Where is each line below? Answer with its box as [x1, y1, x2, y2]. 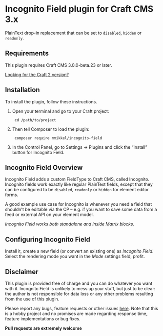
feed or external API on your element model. [5, 212, 94, 217]
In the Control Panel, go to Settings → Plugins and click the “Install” [12, 144, 147, 150]
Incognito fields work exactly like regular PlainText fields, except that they [5, 181, 153, 187]
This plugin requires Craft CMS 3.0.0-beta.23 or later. [5, 62, 112, 68]
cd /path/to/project [14, 118, 56, 122]
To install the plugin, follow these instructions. [5, 99, 98, 104]
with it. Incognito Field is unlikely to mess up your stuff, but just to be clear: [5, 286, 156, 291]
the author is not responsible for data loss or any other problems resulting [5, 291, 153, 296]
